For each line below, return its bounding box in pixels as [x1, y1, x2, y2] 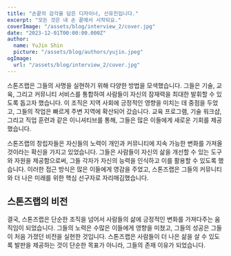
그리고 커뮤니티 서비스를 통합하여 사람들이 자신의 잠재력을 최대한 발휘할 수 [16, 90, 215, 98]
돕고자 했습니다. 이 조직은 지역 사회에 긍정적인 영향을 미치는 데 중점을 [19, 98, 205, 107]
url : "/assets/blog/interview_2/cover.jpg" [13, 61, 140, 68]
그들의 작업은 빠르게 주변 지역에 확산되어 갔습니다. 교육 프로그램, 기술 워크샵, [16, 107, 222, 115]
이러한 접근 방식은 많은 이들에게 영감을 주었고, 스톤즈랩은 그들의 [27, 165, 199, 173]
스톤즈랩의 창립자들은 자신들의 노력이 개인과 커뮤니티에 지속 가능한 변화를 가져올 [7, 139, 223, 147]
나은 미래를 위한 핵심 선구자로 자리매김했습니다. [21, 173, 149, 181]
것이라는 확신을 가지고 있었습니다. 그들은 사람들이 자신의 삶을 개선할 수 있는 [7, 148, 210, 156]
